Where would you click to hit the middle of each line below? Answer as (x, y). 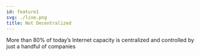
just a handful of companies (41, 46)
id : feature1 (23, 12)
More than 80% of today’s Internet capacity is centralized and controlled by (100, 40)
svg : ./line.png (27, 17)
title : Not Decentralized (39, 23)
